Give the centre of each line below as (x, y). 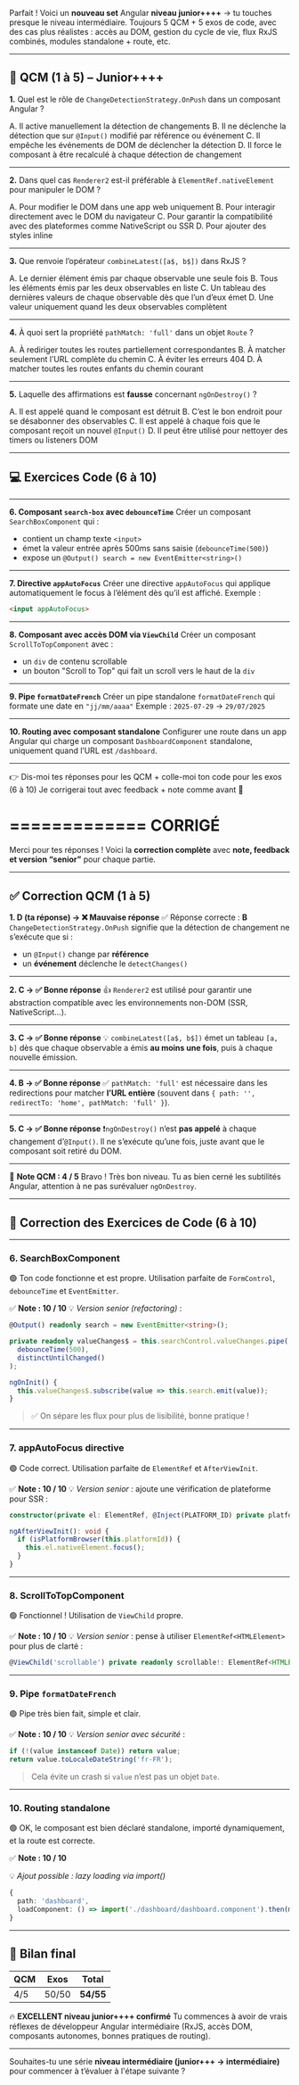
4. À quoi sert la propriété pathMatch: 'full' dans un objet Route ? (131, 332)
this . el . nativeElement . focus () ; (85, 1548)
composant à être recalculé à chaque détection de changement (125, 154)
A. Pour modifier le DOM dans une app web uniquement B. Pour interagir (142, 207)
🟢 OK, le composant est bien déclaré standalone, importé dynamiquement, (147, 1828)
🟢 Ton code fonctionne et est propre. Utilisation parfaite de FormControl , (142, 1278)
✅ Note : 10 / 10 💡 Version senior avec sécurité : (97, 1734)
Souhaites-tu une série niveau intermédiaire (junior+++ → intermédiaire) (145, 2061)
